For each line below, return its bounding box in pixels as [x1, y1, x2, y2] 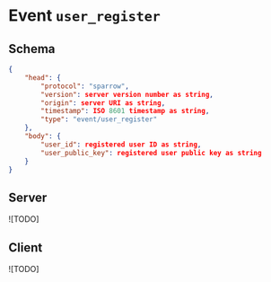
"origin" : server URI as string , [40, 98, 166, 108]
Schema [8, 41, 56, 57]
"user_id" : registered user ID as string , [40, 140, 202, 149]
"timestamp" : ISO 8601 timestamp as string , [40, 107, 210, 116]
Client [8, 240, 43, 255]
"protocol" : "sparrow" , [40, 82, 129, 91]
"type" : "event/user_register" [40, 115, 158, 124]
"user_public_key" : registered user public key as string [40, 148, 262, 157]
